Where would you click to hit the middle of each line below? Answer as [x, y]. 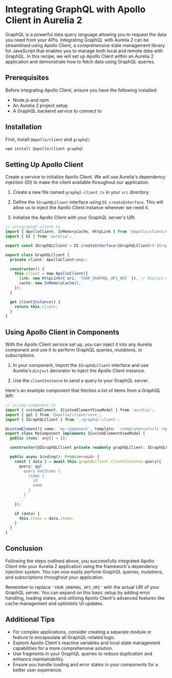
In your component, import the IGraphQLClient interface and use [81, 365]
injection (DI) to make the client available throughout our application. [77, 182]
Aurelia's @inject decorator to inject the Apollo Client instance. [79, 371]
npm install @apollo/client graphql [44, 149]
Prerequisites [27, 78]
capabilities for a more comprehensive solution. [63, 648]
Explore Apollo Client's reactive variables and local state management [86, 643]
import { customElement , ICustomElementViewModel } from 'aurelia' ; [80, 410]
